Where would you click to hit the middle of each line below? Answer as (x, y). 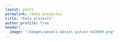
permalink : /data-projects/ (34, 14)
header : (13, 28)
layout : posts (20, 9)
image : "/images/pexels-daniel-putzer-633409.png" (62, 32)
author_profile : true (27, 23)
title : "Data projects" (29, 18)
